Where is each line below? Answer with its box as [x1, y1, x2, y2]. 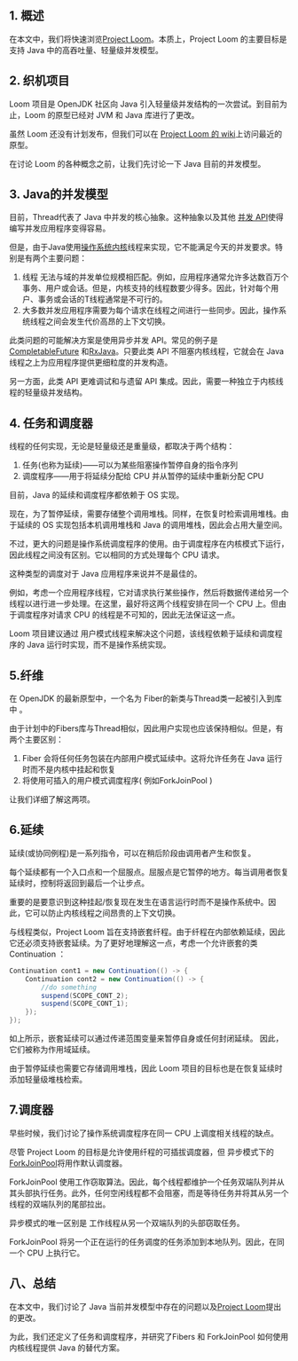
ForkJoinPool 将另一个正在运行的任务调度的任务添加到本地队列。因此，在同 [9, 1236, 286, 1247]
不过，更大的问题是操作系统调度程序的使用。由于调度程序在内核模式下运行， [9, 539, 289, 549]
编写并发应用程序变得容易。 [9, 223, 111, 233]
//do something [41, 983, 98, 992]
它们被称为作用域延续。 [9, 1044, 95, 1054]
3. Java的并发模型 [9, 187, 109, 202]
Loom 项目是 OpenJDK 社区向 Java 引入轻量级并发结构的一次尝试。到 [9, 98, 264, 109]
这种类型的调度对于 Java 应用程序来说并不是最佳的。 [9, 569, 202, 579]
